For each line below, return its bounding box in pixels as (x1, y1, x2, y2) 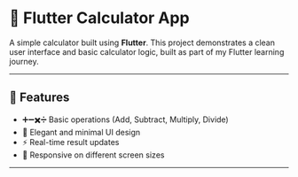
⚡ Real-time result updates (21, 136, 120, 147)
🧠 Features (9, 90, 70, 105)
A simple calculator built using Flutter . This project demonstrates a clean (9, 37, 276, 48)
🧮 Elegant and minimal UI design (21, 127, 141, 137)
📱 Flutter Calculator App (9, 8, 190, 28)
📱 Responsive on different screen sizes (21, 150, 165, 160)
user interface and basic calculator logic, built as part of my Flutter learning (9, 46, 285, 57)
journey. (9, 56, 39, 66)
